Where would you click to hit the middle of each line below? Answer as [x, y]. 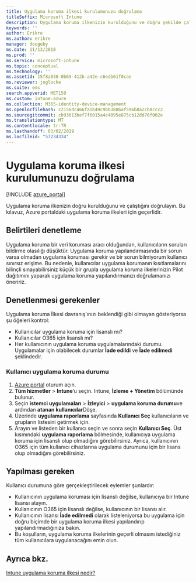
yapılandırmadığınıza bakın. [47, 528]
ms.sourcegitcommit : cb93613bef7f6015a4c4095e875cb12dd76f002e [85, 115]
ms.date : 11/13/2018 [31, 50]
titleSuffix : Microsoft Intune [44, 17]
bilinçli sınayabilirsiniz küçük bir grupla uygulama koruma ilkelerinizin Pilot [94, 269]
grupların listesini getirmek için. [52, 422]
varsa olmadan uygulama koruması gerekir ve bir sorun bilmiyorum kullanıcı [97, 257]
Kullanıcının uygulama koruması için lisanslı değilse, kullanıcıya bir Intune [102, 497]
